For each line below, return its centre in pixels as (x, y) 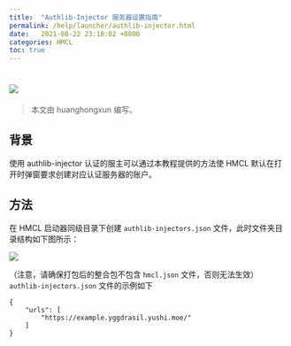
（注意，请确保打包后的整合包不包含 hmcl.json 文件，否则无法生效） (134, 274)
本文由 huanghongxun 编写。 (84, 110)
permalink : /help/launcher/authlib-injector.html (103, 26)
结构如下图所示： (48, 239)
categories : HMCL (41, 42)
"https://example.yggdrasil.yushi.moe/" (116, 318)
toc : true (27, 50)
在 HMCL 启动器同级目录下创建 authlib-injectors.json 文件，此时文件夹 (142, 227)
